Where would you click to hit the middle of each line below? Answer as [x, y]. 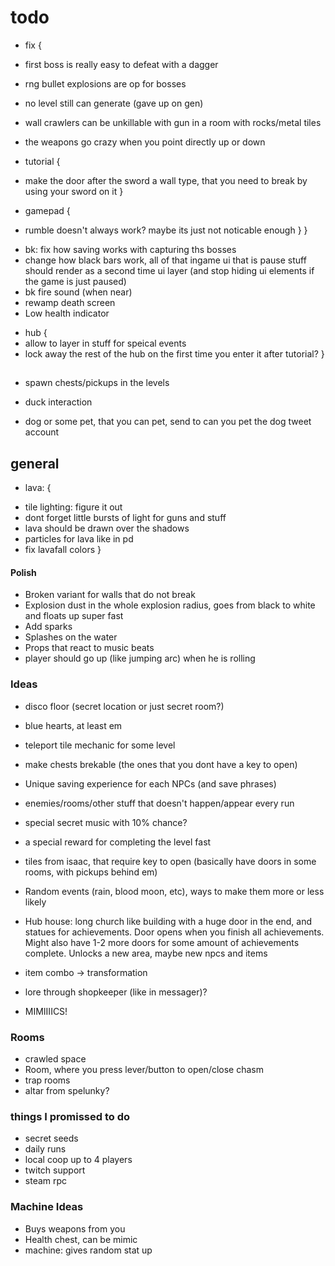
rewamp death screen [70, 302]
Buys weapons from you [75, 1228]
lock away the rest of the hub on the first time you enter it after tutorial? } [174, 353]
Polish [23, 572]
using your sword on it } [74, 191]
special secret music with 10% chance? [106, 822]
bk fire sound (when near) [78, 292]
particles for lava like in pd [79, 539]
